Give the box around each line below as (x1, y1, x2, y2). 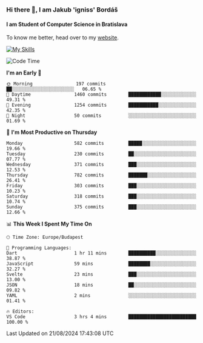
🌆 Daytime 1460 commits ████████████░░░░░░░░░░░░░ (6, 92, 197, 98)
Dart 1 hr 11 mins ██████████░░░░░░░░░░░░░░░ (6, 250, 197, 256)
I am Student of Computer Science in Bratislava (6, 21, 128, 28)
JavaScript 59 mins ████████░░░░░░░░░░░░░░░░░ (6, 261, 197, 267)
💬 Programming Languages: (6, 245, 72, 251)
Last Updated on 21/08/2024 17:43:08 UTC (6, 330, 114, 337)
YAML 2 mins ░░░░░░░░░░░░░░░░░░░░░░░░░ (6, 293, 197, 299)
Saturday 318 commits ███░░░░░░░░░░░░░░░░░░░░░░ (6, 193, 197, 199)
